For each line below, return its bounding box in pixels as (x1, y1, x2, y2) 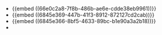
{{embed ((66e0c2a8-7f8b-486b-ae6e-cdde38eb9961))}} (11, 5, 157, 12)
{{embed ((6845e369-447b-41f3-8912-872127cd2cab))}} (11, 11, 155, 18)
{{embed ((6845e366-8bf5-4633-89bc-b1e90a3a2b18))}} (11, 18, 156, 24)
